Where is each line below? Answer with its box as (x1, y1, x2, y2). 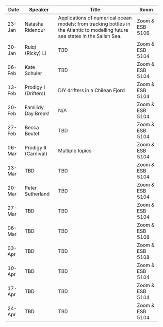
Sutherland (24, 191, 50, 197)
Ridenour (24, 27, 46, 33)
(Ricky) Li (24, 50, 47, 57)
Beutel (24, 130, 40, 137)
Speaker (29, 6, 49, 13)
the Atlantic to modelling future (58, 27, 129, 33)
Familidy (24, 104, 44, 111)
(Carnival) (24, 151, 48, 157)
